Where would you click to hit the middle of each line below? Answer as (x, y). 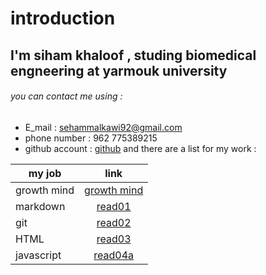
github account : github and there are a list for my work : (140, 148)
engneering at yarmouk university (119, 70)
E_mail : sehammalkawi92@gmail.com (103, 127)
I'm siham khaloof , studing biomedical (133, 55)
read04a (114, 255)
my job (45, 173)
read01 (114, 206)
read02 (114, 222)
